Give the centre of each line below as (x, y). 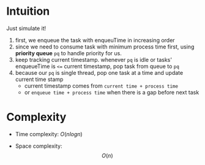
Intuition (28, 11)
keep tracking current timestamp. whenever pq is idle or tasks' (94, 59)
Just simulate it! (26, 28)
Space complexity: (39, 146)
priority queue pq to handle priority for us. (69, 53)
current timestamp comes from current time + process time (101, 86)
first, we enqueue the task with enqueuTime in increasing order (95, 40)
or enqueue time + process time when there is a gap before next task (112, 92)
